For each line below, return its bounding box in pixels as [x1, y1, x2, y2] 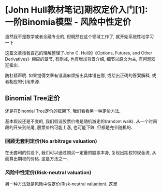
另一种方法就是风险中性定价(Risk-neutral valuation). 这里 [5, 181, 118, 187]
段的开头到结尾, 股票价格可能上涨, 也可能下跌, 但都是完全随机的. [5, 124, 132, 130]
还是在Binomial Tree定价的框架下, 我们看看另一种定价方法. [5, 108, 121, 114]
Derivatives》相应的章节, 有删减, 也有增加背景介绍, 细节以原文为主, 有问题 [5, 56, 151, 62]
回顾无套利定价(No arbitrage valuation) [5, 138, 98, 144]
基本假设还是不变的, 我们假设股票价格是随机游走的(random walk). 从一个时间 [5, 118, 158, 124]
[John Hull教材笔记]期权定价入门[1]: [5, 4, 148, 16]
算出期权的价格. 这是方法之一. [9, 156, 69, 162]
